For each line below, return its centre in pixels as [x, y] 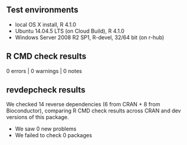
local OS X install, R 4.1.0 [46, 24]
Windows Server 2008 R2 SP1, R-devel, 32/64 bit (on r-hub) [90, 37]
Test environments [42, 10]
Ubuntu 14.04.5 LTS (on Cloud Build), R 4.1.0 [70, 31]
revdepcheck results [46, 90]
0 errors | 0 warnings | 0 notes [44, 71]
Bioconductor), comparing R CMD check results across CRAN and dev [93, 111]
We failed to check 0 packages [53, 135]
